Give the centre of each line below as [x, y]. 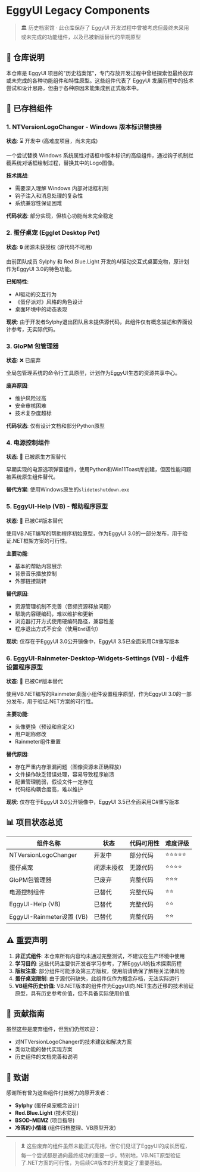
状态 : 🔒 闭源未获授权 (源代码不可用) [49, 247]
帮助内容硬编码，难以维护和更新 [54, 614]
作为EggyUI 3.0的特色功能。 [41, 269]
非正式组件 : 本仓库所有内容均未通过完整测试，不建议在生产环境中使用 [100, 956]
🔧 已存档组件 [29, 109]
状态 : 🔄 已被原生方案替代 [36, 457]
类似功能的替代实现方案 [43, 1049]
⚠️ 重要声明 [27, 941]
